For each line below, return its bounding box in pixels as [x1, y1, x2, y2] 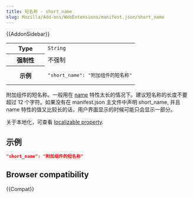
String [48, 45, 66, 51]
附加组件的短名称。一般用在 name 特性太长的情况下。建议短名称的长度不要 [6, 91, 188, 98]
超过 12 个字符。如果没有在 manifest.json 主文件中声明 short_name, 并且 [6, 98, 181, 105]
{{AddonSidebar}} [6, 30, 50, 37]
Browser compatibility [6, 170, 89, 180]
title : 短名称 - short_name [6, 8, 72, 15]
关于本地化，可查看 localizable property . [6, 118, 104, 126]
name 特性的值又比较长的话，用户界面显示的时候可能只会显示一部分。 [6, 106, 176, 113]
